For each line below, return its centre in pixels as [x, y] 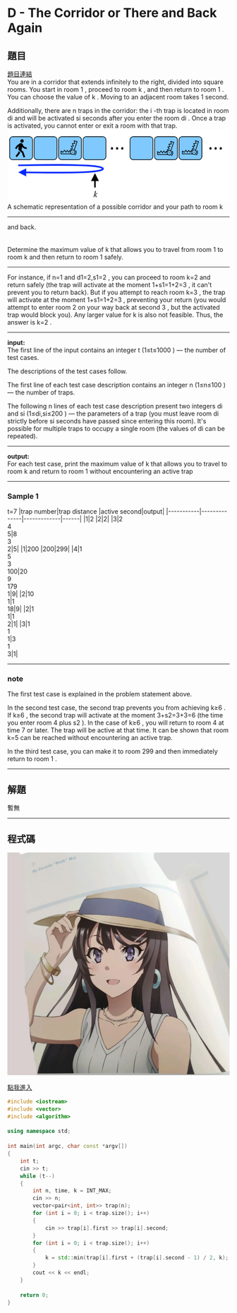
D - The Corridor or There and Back [112, 13]
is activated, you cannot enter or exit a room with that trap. [92, 126]
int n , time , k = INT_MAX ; [72, 1191]
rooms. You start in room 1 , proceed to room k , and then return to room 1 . [116, 89]
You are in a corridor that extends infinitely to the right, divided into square [115, 82]
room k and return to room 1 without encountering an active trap [100, 471]
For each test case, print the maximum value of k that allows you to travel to [117, 464]
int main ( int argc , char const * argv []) [68, 1146]
